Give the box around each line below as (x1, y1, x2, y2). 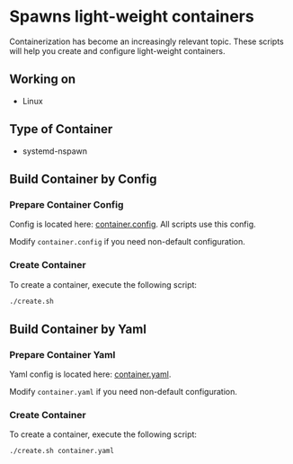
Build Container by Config (9, 171, 157, 186)
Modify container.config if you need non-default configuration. (9, 236, 245, 247)
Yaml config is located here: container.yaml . (9, 369, 172, 379)
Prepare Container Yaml (9, 348, 116, 361)
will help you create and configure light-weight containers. (9, 45, 226, 56)
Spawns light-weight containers (9, 6, 254, 27)
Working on (9, 72, 76, 87)
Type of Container (9, 121, 113, 137)
